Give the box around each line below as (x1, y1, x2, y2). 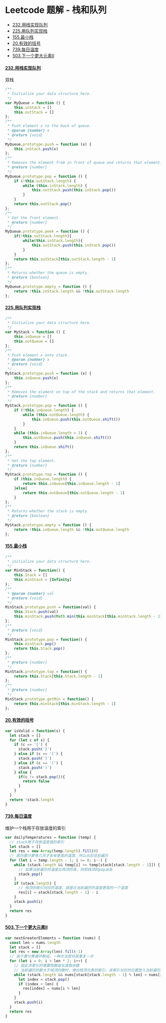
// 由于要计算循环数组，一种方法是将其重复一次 (9, 954, 94, 959)
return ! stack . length (9, 797, 54, 802)
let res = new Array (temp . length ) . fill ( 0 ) (9, 849, 98, 854)
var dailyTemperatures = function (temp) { (5, 835, 96, 840)
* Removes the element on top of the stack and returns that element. (7, 389, 156, 394)
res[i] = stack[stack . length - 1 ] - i (18, 890, 98, 895)
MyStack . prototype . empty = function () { (5, 522, 92, 528)
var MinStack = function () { (5, 568, 65, 573)
